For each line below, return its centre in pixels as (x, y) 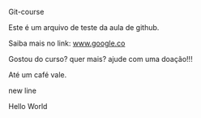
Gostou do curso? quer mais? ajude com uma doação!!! (100, 59)
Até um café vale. (38, 75)
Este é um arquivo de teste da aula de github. (84, 27)
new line (22, 90)
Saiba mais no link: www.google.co (67, 43)
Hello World (28, 106)
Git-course (26, 12)
